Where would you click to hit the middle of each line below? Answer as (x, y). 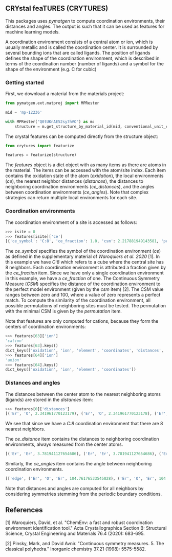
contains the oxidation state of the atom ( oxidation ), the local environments (84, 176)
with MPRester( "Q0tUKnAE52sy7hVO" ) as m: (50, 121)
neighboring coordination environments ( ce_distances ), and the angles (80, 187)
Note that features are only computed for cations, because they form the (82, 321)
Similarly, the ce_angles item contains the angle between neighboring (79, 464)
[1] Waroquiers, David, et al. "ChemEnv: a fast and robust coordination (79, 523)
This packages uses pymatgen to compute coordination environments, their (85, 21)
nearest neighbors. (25, 429)
